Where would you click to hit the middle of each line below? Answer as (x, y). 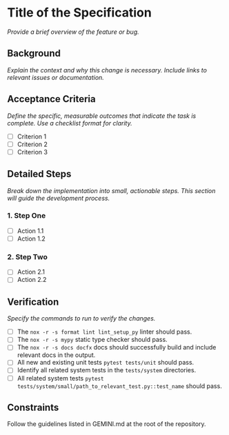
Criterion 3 (32, 152)
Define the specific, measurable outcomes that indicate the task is (102, 116)
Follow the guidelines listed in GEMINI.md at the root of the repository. (107, 424)
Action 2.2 (32, 280)
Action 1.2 (31, 239)
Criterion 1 (32, 136)
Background (34, 53)
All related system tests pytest (60, 378)
